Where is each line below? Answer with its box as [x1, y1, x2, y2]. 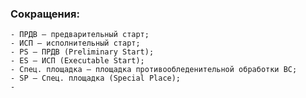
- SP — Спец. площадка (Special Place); [10, 73, 182, 84]
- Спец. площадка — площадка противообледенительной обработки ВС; [10, 65, 298, 75]
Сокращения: [10, 7, 80, 21]
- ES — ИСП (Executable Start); [10, 56, 145, 66]
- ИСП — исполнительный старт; [10, 38, 141, 49]
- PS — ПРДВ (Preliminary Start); [10, 47, 155, 57]
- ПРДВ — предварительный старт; [10, 30, 150, 40]
